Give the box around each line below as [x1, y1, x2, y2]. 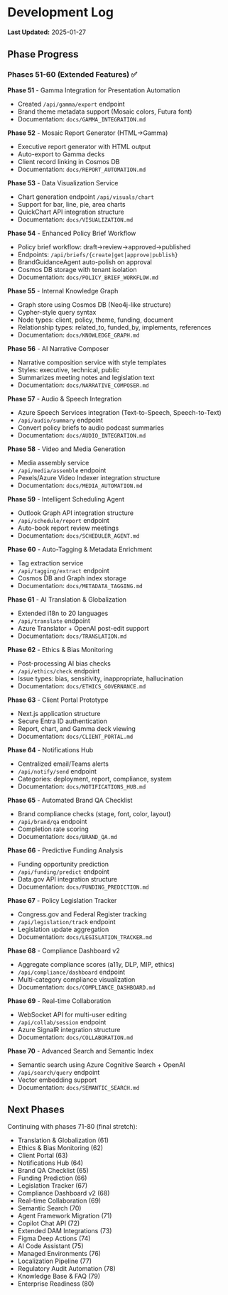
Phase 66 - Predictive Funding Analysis [7, 846, 124, 855]
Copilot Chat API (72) [17, 1219, 80, 1228]
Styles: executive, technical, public [17, 365, 119, 374]
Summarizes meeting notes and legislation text [17, 373, 155, 381]
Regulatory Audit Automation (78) [17, 1264, 116, 1273]
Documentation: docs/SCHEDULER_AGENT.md [17, 531, 140, 540]
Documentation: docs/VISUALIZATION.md [17, 215, 134, 224]
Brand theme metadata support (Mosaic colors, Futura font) [17, 107, 192, 116]
